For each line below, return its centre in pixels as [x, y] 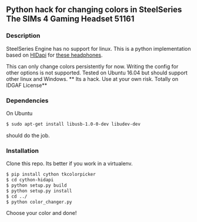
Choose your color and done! [41, 213]
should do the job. [28, 135]
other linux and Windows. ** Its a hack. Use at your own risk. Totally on [92, 79]
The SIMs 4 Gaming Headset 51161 [70, 19]
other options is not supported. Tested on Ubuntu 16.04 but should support [97, 73]
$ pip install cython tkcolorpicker [51, 174]
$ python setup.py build [36, 185]
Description [23, 36]
